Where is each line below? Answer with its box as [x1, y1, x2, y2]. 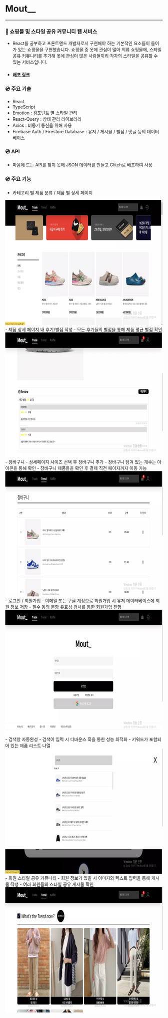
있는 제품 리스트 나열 [10, 742, 51, 748]
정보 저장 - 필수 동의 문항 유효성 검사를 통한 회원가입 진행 [10, 604, 121, 610]
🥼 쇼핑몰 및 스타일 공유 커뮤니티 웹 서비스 [5, 28, 97, 35]
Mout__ [5, 3, 36, 15]
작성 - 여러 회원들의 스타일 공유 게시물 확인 [10, 881, 94, 887]
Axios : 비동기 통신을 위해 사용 [12, 122, 72, 128]
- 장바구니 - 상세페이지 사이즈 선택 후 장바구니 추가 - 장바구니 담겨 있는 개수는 [5, 459, 156, 465]
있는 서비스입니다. [12, 59, 47, 65]
